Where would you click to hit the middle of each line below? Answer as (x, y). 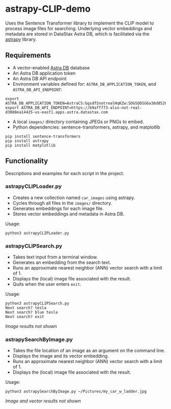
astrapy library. (21, 39)
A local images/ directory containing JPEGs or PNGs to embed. (78, 122)
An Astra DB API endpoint (40, 78)
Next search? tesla (26, 308)
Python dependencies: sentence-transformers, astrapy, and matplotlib (86, 127)
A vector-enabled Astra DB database (51, 67)
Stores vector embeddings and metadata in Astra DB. (68, 214)
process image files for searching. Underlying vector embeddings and (79, 28)
